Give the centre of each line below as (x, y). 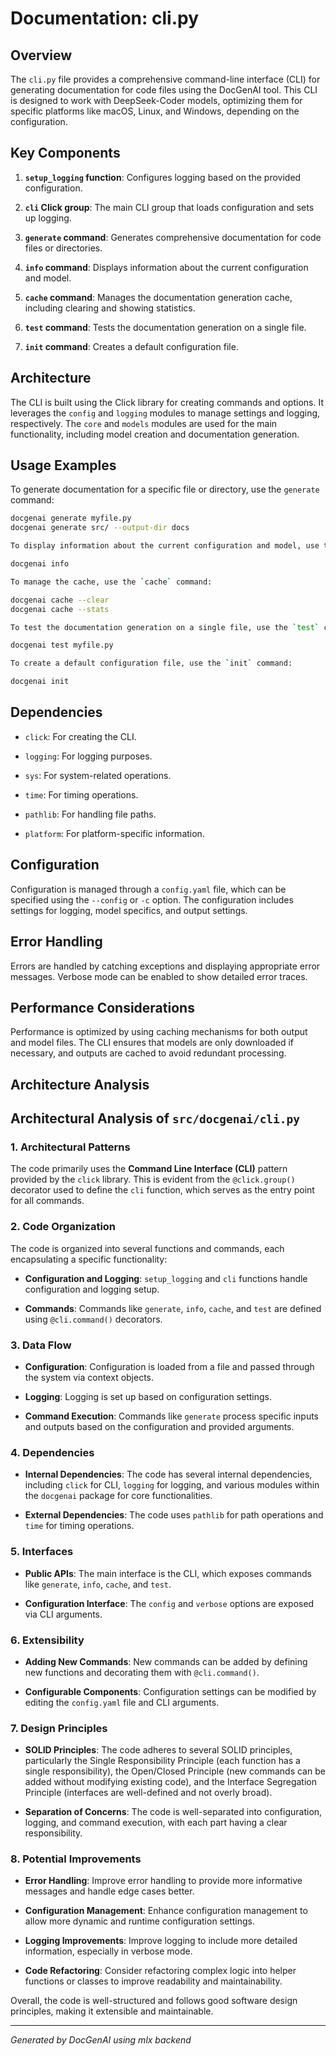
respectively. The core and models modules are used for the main (144, 423)
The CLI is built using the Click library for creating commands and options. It (167, 402)
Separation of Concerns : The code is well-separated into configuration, (173, 1812)
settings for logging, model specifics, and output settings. (129, 910)
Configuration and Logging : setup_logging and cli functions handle (166, 1278)
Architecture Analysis (80, 1084)
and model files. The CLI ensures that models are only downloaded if (152, 1043)
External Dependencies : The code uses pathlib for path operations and (174, 1515)
